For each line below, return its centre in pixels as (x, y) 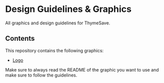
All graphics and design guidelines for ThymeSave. (58, 23)
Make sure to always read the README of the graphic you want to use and (82, 70)
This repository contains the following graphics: (54, 50)
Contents (20, 39)
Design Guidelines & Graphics (68, 9)
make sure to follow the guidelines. (41, 75)
